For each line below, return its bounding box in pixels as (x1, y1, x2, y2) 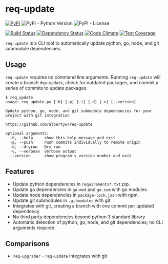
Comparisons (5, 239, 50, 248)
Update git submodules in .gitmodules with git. (12, 197, 112, 203)
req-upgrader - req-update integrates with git (12, 253, 108, 259)
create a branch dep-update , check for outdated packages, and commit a (5, 79, 159, 85)
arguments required (12, 224, 55, 231)
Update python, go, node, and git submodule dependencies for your (5, 108, 153, 114)
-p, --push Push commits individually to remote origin (10, 140, 141, 145)
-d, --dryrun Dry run (10, 144, 60, 149)
